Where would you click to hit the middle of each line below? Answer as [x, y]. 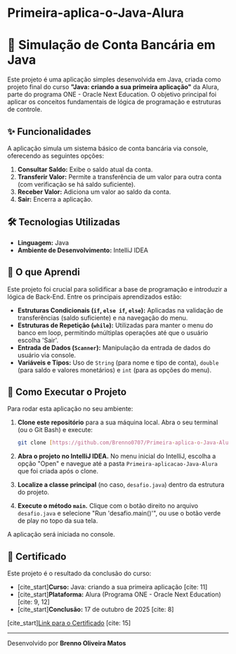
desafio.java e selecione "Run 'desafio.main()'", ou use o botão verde [119, 514]
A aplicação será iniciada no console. [61, 535]
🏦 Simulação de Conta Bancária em [111, 45]
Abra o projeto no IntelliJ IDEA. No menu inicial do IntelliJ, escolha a [117, 456]
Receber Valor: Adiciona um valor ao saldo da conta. [94, 192]
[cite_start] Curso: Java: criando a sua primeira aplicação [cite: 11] [112, 587]
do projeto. [33, 492]
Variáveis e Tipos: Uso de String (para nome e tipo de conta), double [118, 362]
